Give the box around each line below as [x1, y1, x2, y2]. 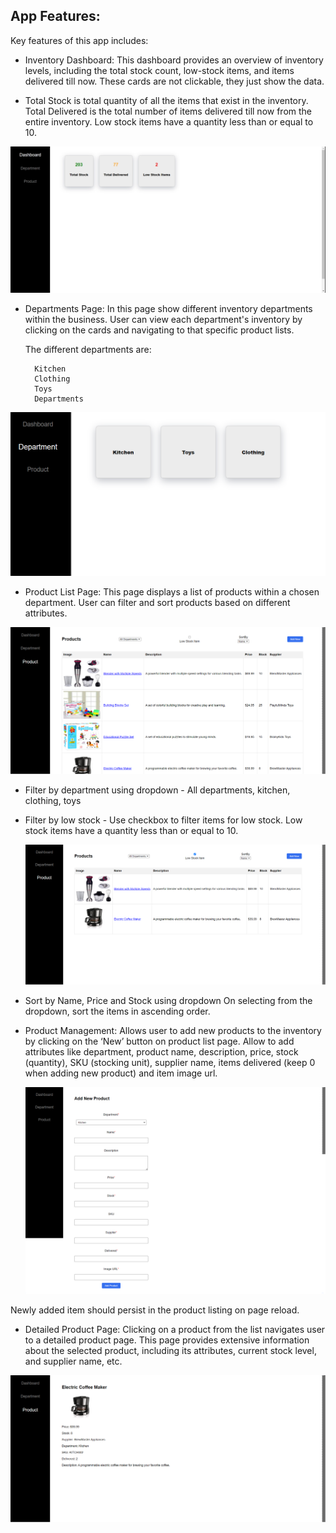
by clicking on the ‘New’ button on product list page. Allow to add [24, 1035, 295, 1047]
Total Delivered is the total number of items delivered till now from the [24, 105, 313, 117]
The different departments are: [24, 344, 152, 356]
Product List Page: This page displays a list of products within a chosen [24, 586, 320, 598]
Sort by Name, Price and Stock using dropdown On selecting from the [24, 994, 313, 1006]
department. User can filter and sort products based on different [24, 597, 291, 609]
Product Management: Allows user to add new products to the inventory [24, 1024, 322, 1036]
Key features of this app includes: [10, 34, 149, 46]
